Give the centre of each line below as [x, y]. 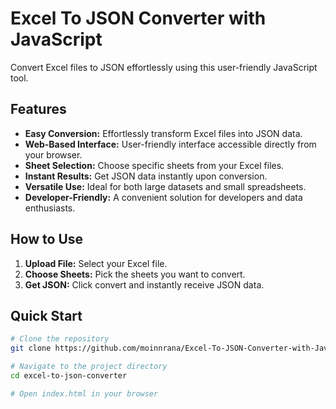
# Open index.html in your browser [84, 393]
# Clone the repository [60, 339]
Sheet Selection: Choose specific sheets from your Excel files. [154, 165]
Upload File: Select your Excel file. [96, 263]
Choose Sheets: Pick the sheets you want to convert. [135, 274]
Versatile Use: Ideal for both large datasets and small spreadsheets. [165, 186]
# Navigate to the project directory [89, 367]
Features [38, 109]
